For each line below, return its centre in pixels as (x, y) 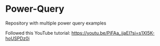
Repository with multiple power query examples (56, 23)
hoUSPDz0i (17, 38)
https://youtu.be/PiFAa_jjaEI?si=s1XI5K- (113, 33)
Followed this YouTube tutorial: (38, 33)
